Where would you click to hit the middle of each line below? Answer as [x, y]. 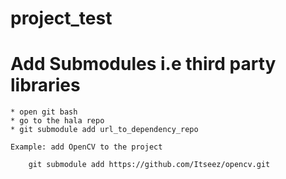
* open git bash [44, 112]
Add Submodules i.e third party [143, 64]
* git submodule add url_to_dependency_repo [104, 130]
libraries [45, 85]
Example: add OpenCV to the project [86, 147]
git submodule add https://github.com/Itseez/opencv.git [149, 165]
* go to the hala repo [57, 121]
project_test [61, 18]
